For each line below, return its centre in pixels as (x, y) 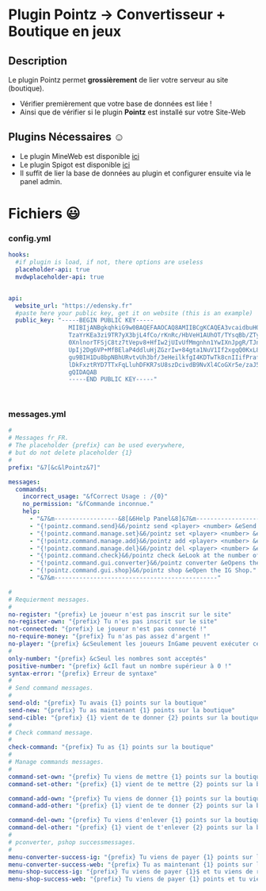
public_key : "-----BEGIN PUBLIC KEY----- (85, 320)
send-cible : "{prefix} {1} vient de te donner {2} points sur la (118, 717)
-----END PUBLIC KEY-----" (113, 380)
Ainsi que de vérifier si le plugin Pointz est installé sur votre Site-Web (133, 112)
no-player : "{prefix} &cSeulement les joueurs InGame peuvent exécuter (129, 644)
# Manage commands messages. (56, 762)
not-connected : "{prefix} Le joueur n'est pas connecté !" (108, 629)
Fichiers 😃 (44, 214)
